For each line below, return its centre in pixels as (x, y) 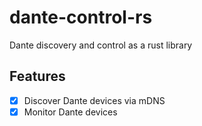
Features (37, 76)
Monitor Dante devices (70, 112)
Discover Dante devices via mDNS (94, 100)
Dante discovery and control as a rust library (101, 45)
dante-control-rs (81, 17)
